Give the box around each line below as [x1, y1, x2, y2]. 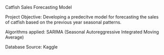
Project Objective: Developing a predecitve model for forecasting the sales [5, 14, 159, 19]
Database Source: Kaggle [5, 44, 58, 49]
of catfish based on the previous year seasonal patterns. [5, 19, 121, 25]
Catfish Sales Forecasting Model [5, 4, 72, 10]
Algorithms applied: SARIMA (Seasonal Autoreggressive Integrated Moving [5, 29, 159, 34]
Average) [5, 34, 24, 40]
